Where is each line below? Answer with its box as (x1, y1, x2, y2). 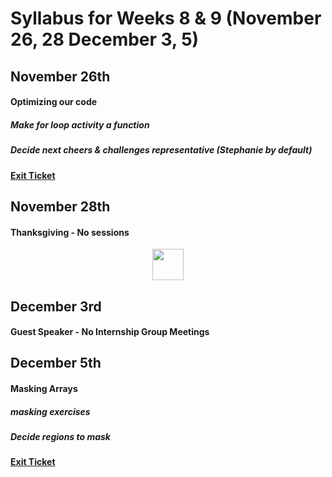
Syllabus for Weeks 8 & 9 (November (10, 7, 322, 30)
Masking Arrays (10, 383, 78, 395)
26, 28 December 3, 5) (10, 28, 200, 51)
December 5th (10, 355, 102, 372)
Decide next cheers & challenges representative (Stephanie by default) (10, 144, 313, 156)
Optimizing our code (10, 96, 98, 108)
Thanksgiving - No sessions (10, 226, 130, 238)
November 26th (10, 68, 111, 85)
